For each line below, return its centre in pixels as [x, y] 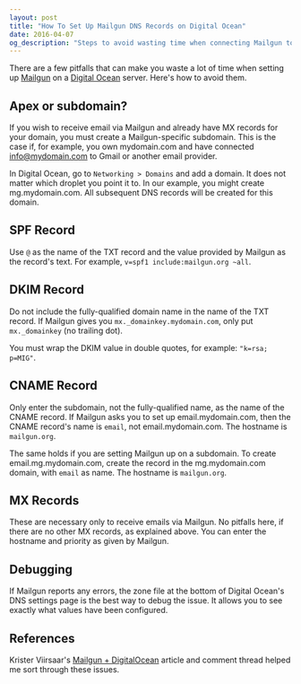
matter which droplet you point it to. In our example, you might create [137, 183]
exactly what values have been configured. [89, 610]
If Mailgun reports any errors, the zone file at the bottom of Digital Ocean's [147, 591]
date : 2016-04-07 [42, 34]
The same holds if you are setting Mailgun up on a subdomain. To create [143, 453]
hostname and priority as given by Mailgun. [89, 541]
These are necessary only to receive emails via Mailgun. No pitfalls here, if [146, 522]
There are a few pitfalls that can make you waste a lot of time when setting [147, 68]
